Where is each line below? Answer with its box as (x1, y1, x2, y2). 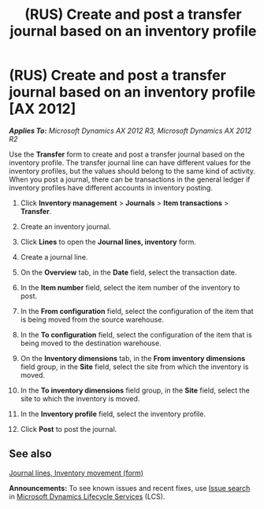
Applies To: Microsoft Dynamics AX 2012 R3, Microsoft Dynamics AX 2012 (9, 126, 252, 135)
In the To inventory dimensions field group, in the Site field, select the (20, 385, 251, 395)
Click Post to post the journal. (20, 424, 117, 433)
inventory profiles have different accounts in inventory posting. (9, 183, 214, 192)
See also (9, 447, 52, 461)
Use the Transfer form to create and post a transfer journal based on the (9, 149, 245, 159)
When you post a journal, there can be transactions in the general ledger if (9, 175, 251, 184)
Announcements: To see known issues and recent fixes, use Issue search (9, 483, 251, 492)
